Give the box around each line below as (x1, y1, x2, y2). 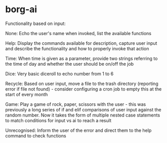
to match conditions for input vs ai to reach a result (5, 117, 111, 123)
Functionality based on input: (5, 20, 66, 26)
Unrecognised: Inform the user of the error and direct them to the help (5, 127, 152, 133)
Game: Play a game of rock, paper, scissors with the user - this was (5, 101, 146, 107)
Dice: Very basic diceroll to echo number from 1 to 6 (5, 70, 114, 77)
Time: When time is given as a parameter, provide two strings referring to (5, 55, 158, 62)
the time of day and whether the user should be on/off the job (5, 61, 134, 67)
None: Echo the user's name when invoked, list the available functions (5, 30, 152, 36)
